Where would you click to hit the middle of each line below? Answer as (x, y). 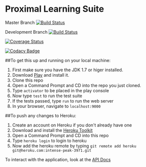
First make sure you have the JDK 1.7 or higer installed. (68, 70)
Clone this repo (27, 80)
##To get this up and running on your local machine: (58, 60)
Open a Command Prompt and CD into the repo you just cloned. (76, 85)
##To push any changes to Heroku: (41, 115)
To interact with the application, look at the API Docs (58, 159)
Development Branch (26, 32)
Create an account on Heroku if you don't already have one (72, 125)
